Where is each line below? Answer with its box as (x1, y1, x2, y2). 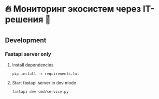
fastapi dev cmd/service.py (12, 89, 69, 94)
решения (5, 14, 43, 25)
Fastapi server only (5, 51, 52, 58)
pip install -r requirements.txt (12, 71, 80, 76)
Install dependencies (12, 62, 54, 67)
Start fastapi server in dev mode (12, 80, 76, 85)
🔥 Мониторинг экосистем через (5, 3, 141, 15)
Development (5, 36, 47, 45)
